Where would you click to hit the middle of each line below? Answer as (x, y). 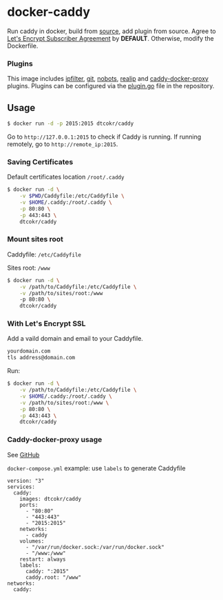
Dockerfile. (23, 46)
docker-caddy (49, 12)
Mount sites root (35, 239)
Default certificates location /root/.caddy (66, 177)
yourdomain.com (29, 351)
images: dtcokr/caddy (50, 499)
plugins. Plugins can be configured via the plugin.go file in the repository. (111, 86)
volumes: (32, 541)
